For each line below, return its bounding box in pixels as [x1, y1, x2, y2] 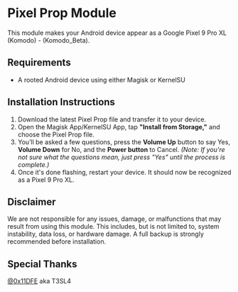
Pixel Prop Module [7, 5, 117, 21]
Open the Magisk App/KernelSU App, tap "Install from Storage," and [17, 122, 220, 131]
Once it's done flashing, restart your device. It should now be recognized [17, 168, 232, 176]
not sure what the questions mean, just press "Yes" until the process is [17, 153, 226, 161]
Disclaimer [7, 195, 56, 207]
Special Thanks [7, 258, 77, 270]
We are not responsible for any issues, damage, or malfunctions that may [7, 215, 222, 223]
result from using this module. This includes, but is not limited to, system [7, 222, 220, 231]
